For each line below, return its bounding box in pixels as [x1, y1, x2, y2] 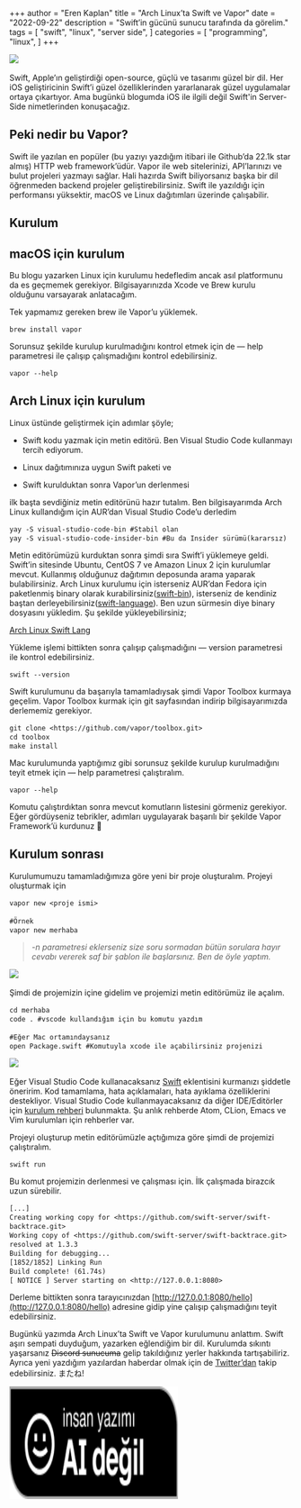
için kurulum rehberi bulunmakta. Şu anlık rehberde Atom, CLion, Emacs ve [9, 1104, 287, 1115]
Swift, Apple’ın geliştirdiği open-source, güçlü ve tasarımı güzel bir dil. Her [9, 72, 284, 83]
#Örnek [9, 916, 34, 926]
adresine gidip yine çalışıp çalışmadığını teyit [111, 1301, 277, 1312]
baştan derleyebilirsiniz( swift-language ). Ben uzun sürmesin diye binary [9, 597, 276, 608]
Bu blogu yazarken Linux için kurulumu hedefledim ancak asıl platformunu [9, 270, 283, 281]
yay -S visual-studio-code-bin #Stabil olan [9, 524, 179, 534]
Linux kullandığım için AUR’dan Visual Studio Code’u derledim [9, 506, 237, 517]
